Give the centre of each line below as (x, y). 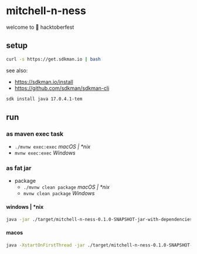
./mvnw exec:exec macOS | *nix (52, 147)
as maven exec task (35, 133)
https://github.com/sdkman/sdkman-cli (62, 88)
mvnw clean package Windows (59, 193)
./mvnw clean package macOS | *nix (67, 187)
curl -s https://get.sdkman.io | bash (53, 59)
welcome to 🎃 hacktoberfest (40, 27)
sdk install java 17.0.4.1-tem (44, 99)
